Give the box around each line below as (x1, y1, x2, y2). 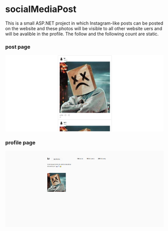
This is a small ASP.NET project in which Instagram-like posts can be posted (5, 20, 163, 26)
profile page (5, 139, 36, 146)
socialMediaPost (5, 4, 77, 15)
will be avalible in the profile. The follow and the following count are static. (5, 31, 159, 37)
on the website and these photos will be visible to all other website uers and (5, 25, 162, 31)
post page (5, 43, 31, 50)
